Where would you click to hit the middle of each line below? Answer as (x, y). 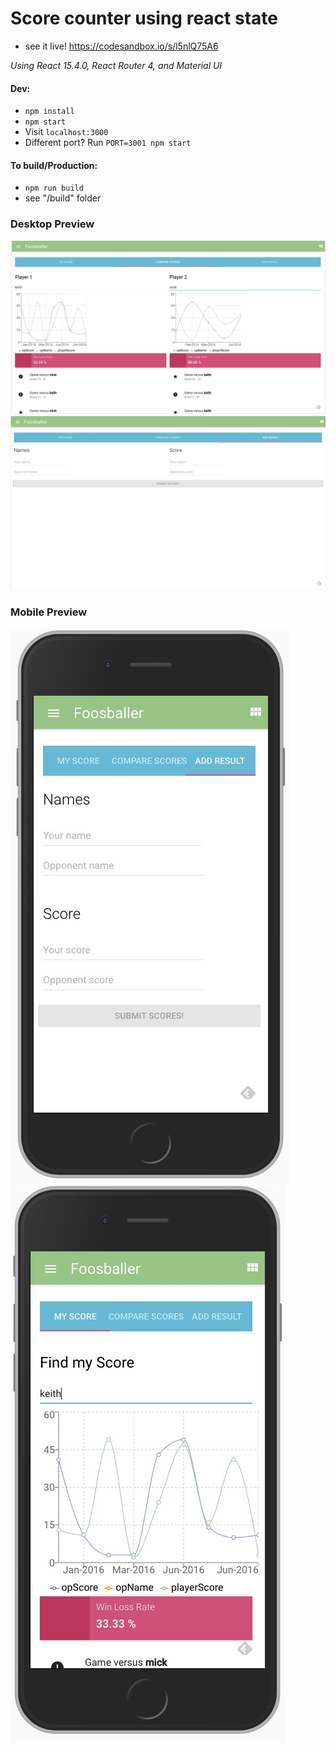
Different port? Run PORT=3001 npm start (108, 143)
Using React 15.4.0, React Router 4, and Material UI (116, 65)
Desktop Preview (52, 224)
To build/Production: (54, 165)
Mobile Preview (49, 612)
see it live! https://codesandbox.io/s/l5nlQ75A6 (121, 46)
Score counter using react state (144, 18)
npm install (49, 112)
